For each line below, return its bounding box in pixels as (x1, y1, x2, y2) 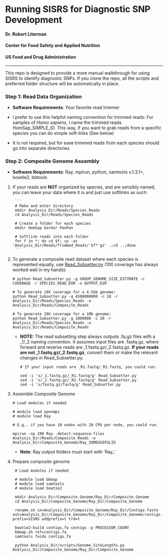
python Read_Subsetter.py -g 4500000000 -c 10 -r (12, 294, 118, 299)
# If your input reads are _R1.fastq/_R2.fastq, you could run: (19, 364, 157, 369)
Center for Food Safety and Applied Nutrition (5, 43, 100, 49)
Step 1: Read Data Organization (5, 93, 82, 100)
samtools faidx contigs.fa (14, 534, 71, 539)
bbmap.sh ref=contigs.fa (14, 530, 66, 535)
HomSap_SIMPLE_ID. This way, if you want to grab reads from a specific (12, 124, 161, 131)
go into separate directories (12, 145, 70, 151)
